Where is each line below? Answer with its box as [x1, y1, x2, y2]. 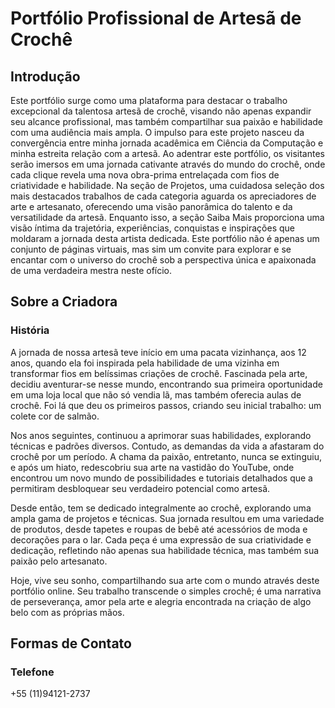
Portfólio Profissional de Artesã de [10, 7, 302, 30]
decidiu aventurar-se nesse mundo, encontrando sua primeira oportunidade [10, 378, 323, 390]
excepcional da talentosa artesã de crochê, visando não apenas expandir [10, 105, 312, 117]
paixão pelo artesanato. [10, 555, 108, 567]
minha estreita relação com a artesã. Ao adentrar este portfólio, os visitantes [10, 148, 325, 159]
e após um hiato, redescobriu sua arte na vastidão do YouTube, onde [10, 461, 295, 473]
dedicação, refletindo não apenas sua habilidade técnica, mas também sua [10, 544, 320, 556]
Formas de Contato [10, 635, 132, 652]
